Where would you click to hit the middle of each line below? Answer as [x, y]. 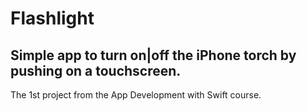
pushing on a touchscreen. [96, 70]
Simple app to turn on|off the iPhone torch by [153, 55]
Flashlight [52, 18]
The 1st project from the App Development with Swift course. [136, 95]
